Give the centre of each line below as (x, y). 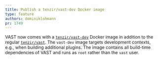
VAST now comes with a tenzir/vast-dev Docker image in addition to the (79, 37)
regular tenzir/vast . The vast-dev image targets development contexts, (78, 42)
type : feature (20, 14)
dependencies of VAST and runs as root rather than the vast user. (72, 53)
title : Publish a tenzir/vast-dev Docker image (55, 10)
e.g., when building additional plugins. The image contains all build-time (78, 47)
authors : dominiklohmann (31, 19)
